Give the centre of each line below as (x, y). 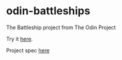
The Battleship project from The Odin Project (61, 27)
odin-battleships (48, 11)
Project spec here (28, 50)
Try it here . (20, 39)
